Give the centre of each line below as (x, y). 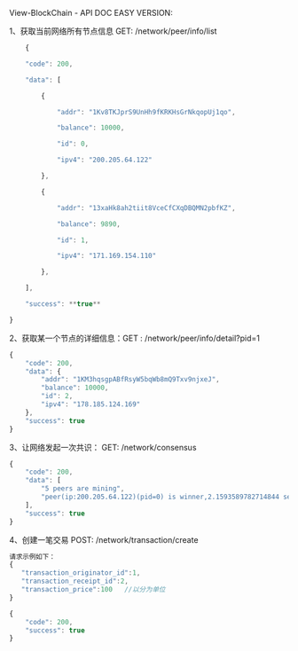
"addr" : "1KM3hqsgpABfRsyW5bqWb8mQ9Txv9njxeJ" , (130, 380)
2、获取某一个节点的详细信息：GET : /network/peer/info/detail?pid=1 (134, 338)
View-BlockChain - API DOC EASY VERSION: (91, 13)
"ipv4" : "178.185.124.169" (91, 404)
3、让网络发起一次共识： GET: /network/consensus (103, 447)
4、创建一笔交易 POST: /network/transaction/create (104, 539)
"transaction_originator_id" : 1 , (81, 573)
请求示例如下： (32, 557)
